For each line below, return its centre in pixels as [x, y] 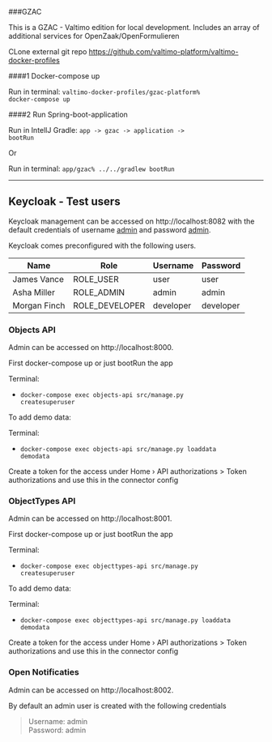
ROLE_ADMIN [99, 292]
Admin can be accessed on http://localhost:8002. [91, 690]
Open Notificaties [44, 672]
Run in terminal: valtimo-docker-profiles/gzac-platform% [104, 92]
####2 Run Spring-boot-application [68, 114]
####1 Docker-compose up [54, 76]
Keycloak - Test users [64, 202]
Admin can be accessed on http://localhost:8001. [90, 518]
